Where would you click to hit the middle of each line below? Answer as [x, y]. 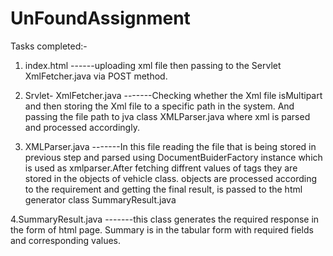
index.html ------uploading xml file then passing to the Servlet [153, 65]
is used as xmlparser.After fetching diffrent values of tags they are [161, 168]
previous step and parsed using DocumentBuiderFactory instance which [173, 157]
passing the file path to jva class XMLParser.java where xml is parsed [167, 116]
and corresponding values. [66, 240]
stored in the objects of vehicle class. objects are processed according [171, 178]
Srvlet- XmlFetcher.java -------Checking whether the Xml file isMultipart [173, 95]
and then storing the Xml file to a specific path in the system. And [159, 106]
